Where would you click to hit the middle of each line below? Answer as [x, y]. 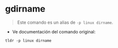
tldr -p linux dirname [28, 40]
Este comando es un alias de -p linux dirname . [65, 22]
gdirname [25, 9]
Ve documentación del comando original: [54, 32]
